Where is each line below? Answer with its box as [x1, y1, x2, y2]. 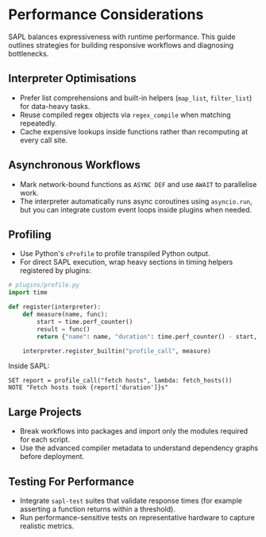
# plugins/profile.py [8, 281, 80, 290]
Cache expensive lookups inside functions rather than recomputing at [19, 126, 249, 136]
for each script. [19, 435, 70, 445]
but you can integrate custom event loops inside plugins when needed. [19, 204, 253, 214]
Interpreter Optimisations [8, 72, 137, 85]
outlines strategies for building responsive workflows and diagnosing [8, 40, 234, 49]
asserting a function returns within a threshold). [19, 504, 176, 514]
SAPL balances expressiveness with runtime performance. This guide [8, 32, 236, 41]
